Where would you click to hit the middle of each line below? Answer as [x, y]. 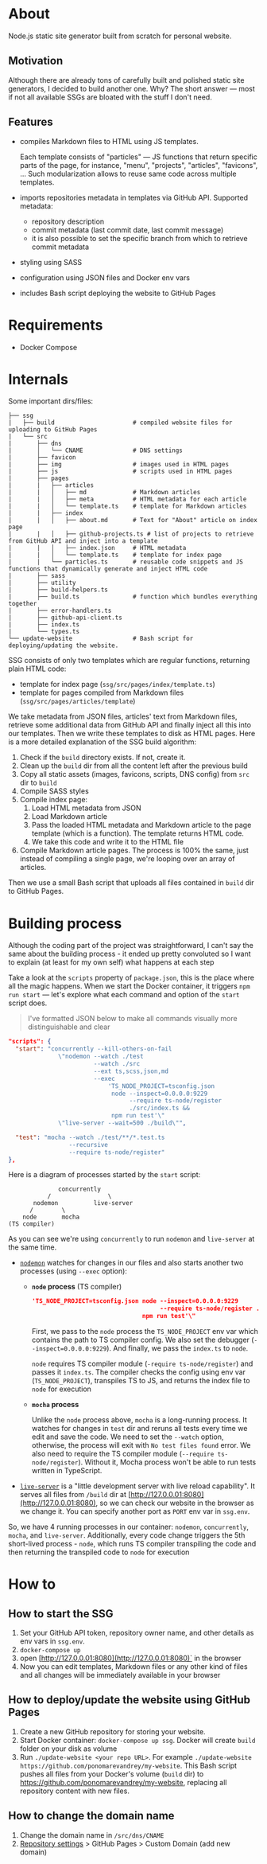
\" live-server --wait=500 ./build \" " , [122, 1123]
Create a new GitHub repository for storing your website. [112, 1731]
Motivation [36, 61]
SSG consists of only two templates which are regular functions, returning [129, 661]
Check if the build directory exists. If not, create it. [103, 758]
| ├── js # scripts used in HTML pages [120, 472]
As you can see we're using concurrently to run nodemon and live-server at [132, 1239]
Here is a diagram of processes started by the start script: [104, 1175]
